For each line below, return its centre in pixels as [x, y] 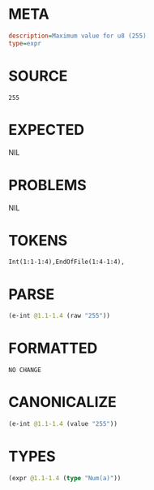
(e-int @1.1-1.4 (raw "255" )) [60, 316]
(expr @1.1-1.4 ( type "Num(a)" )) [65, 478]
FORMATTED [53, 348]
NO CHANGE [25, 371]
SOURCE [38, 76]
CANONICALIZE [63, 402]
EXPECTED [47, 130]
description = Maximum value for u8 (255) [78, 36]
